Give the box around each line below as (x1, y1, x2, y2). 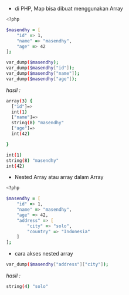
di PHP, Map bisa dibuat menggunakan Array (14, 5, 123, 12)
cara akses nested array (14, 250, 73, 257)
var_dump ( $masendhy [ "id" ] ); (6, 65, 75, 71)
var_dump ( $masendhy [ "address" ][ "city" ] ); (6, 261, 109, 267)
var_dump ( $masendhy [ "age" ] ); (6, 76, 77, 82)
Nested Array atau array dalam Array (14, 174, 104, 181)
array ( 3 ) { (6, 98, 33, 104)
